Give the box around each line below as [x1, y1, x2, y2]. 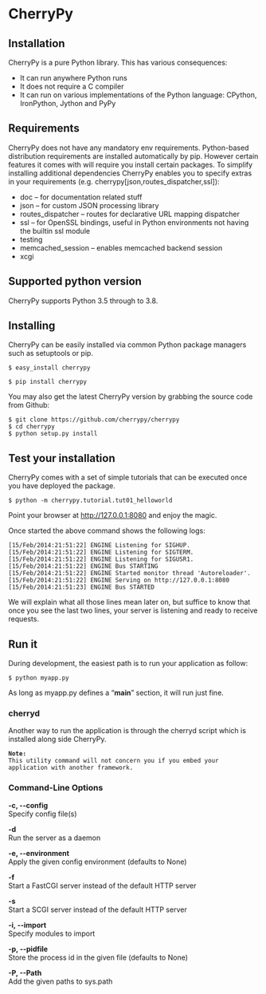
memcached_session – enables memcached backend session [19, 243, 223, 252]
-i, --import [8, 920, 47, 929]
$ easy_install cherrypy [8, 364, 91, 372]
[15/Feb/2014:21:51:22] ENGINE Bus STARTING [8, 562, 158, 570]
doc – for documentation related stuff [19, 192, 143, 202]
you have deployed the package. [8, 481, 115, 491]
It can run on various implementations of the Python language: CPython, [19, 90, 257, 100]
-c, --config [8, 800, 49, 810]
